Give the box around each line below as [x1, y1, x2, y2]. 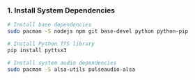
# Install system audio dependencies [7, 59, 117, 66]
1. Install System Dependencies [7, 6, 116, 15]
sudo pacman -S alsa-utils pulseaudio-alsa [7, 65, 136, 73]
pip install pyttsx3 [7, 47, 68, 54]
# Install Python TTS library [7, 40, 95, 47]
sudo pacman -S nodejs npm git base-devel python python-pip [7, 28, 189, 35]
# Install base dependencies [7, 22, 92, 29]
